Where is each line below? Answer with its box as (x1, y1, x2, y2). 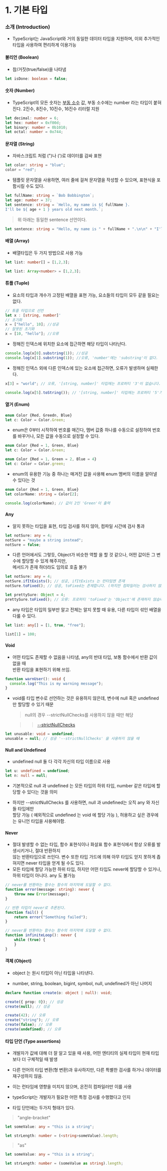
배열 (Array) (5, 238, 30, 244)
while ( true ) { (14, 937, 46, 942)
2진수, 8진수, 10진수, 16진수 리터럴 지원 (23, 105, 99, 112)
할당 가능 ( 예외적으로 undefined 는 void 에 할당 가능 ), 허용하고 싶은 (12, 812, 146, 818)
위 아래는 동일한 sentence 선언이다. (17, 217, 87, 223)
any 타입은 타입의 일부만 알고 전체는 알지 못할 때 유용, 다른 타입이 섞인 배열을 (12, 607, 162, 613)
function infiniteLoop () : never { (5, 933, 77, 938)
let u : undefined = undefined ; (5, 769, 70, 774)
